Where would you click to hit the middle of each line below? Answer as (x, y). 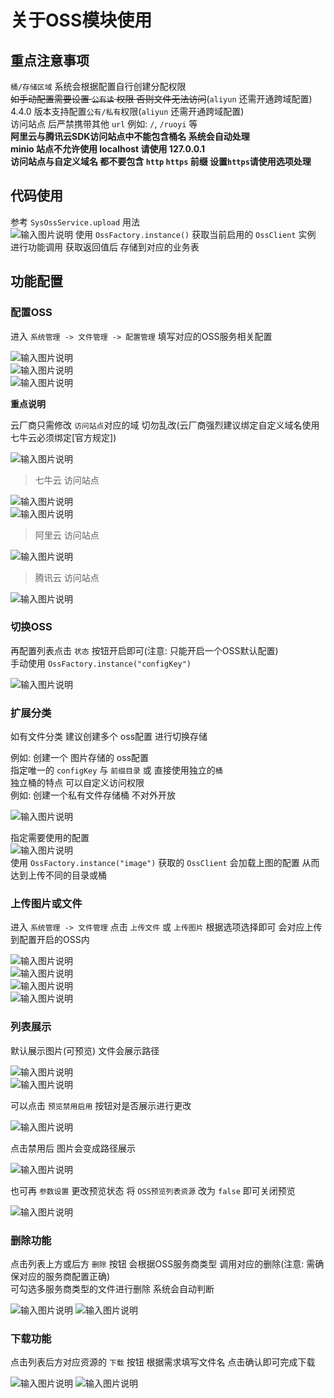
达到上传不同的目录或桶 (58, 875)
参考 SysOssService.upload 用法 (75, 222)
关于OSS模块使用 (81, 20)
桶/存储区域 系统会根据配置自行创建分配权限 (98, 86)
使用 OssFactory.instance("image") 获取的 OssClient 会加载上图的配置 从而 (165, 863)
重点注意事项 (50, 60)
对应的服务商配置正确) (64, 1276)
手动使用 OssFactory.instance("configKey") (101, 663)
